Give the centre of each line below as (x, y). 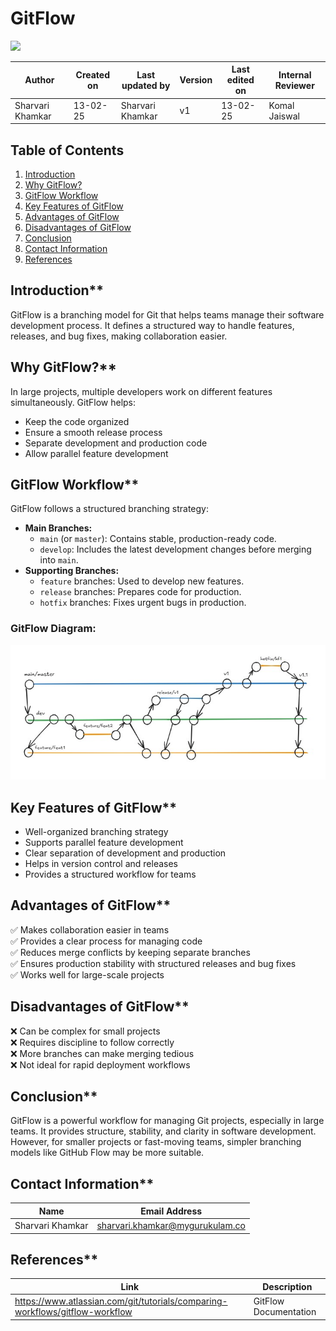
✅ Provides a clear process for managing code (106, 941)
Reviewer (294, 85)
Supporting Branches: (72, 571)
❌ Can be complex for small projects (85, 1031)
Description (287, 1286)
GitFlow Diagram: (53, 629)
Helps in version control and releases (101, 864)
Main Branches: (58, 528)
